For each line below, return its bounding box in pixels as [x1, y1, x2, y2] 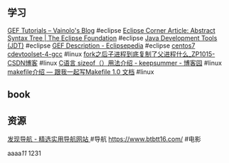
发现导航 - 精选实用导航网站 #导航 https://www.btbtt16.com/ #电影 [7, 135, 201, 144]
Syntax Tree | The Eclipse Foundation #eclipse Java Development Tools [7, 33, 218, 42]
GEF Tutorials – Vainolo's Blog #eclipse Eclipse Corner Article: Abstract [7, 26, 215, 34]
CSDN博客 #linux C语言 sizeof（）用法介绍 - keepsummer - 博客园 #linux [7, 58, 223, 67]
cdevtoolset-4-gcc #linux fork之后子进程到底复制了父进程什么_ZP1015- [7, 49, 215, 58]
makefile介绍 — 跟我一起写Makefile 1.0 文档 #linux [7, 67, 154, 76]
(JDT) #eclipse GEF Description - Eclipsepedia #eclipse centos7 [7, 41, 196, 50]
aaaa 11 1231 [7, 149, 41, 158]
